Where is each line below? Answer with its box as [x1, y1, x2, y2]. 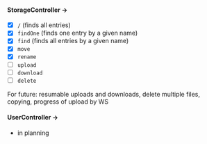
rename [17, 54, 37, 61]
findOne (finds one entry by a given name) [17, 29, 138, 38]
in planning [17, 129, 50, 137]
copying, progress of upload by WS [7, 97, 109, 106]
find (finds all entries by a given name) [17, 37, 129, 45]
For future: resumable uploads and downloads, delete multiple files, [7, 90, 200, 98]
